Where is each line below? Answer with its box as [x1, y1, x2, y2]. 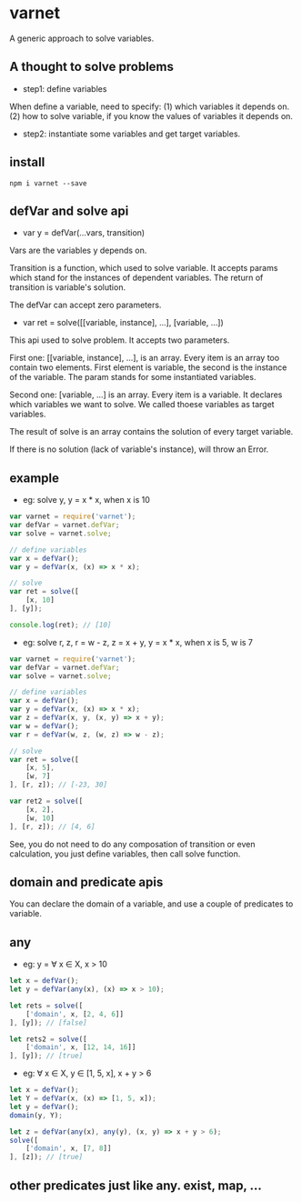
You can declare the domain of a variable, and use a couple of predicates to [9, 898, 294, 909]
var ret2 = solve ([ [9, 796, 84, 806]
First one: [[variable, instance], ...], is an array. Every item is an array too [9, 353, 280, 364]
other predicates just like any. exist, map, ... [9, 1177, 262, 1193]
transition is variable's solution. [9, 282, 126, 293]
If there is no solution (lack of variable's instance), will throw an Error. [9, 444, 269, 455]
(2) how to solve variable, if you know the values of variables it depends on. [9, 110, 294, 121]
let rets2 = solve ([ [9, 1035, 88, 1044]
